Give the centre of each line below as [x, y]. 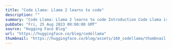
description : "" [23, 15]
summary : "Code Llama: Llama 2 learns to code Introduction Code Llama [83, 19]
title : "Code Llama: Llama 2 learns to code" [55, 10]
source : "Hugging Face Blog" [36, 29]
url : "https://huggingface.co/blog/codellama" [56, 34]
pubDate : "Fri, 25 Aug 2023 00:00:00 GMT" [51, 24]
